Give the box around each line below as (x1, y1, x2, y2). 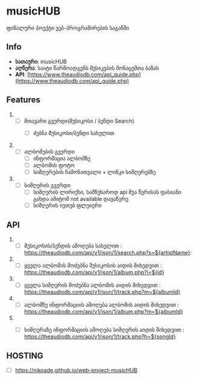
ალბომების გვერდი (24, 148, 75, 155)
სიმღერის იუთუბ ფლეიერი (33, 201, 102, 209)
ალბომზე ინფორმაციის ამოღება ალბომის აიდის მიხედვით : (24, 301, 179, 309)
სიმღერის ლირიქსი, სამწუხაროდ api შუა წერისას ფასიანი (33, 189, 182, 195)
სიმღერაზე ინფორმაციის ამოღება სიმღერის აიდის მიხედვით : (24, 326, 185, 333)
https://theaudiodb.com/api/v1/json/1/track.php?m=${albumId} (24, 289, 180, 296)
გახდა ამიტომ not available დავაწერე (33, 195, 129, 203)
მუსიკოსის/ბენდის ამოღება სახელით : (24, 242, 122, 249)
